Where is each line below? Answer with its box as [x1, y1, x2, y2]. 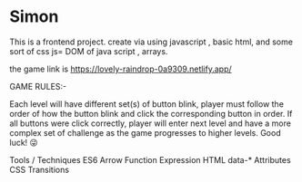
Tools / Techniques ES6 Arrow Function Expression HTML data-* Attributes [9, 154, 291, 165]
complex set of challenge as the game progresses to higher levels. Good [9, 127, 281, 138]
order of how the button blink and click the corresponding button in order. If [9, 108, 293, 119]
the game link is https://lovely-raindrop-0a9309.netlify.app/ [9, 63, 232, 74]
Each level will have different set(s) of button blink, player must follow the [9, 98, 285, 110]
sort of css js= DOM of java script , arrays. [9, 45, 168, 56]
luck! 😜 [9, 137, 38, 148]
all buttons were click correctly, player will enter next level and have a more [9, 118, 291, 129]
